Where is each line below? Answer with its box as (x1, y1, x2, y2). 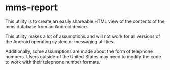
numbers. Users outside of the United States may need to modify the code (5, 53, 161, 59)
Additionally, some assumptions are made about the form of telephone (5, 48, 153, 54)
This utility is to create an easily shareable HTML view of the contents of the (5, 18, 165, 24)
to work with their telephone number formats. (5, 59, 100, 65)
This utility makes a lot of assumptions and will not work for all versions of (5, 33, 160, 39)
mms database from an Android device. (5, 23, 88, 29)
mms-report (5, 2, 58, 13)
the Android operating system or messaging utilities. (5, 38, 115, 44)
